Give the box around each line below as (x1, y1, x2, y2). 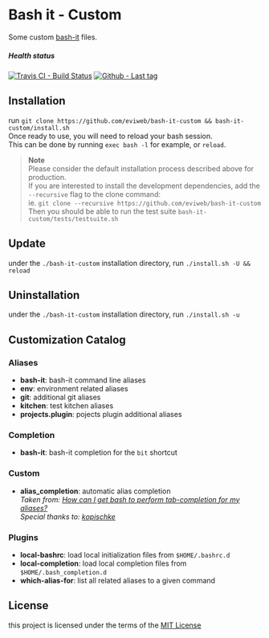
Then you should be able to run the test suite (27, 207, 177, 216)
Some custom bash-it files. (8, 32, 98, 42)
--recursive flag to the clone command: (27, 189, 161, 198)
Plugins (8, 532, 39, 543)
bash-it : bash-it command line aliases (19, 375, 146, 385)
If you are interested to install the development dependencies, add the (27, 181, 261, 190)
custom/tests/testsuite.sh (27, 215, 119, 223)
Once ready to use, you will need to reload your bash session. (8, 131, 213, 141)
